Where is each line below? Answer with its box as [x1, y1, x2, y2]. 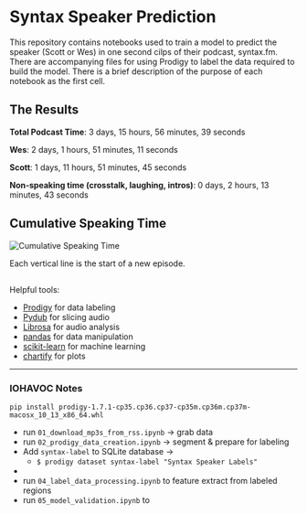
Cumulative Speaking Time [9, 216, 167, 231]
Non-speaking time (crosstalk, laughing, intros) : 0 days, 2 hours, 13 [9, 179, 270, 190]
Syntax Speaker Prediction [9, 6, 217, 27]
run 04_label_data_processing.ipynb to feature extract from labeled [22, 476, 278, 487]
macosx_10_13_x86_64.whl [9, 411, 104, 420]
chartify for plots [22, 350, 86, 361]
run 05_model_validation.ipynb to [22, 495, 151, 506]
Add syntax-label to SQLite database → [22, 446, 175, 457]
